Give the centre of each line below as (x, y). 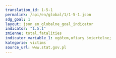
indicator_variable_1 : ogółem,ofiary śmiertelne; (59, 38)
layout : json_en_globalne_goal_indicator (49, 24)
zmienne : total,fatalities (34, 33)
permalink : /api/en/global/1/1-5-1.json (48, 15)
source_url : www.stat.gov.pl (36, 47)
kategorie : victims (26, 43)
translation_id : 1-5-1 (29, 10)
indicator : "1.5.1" (26, 29)
